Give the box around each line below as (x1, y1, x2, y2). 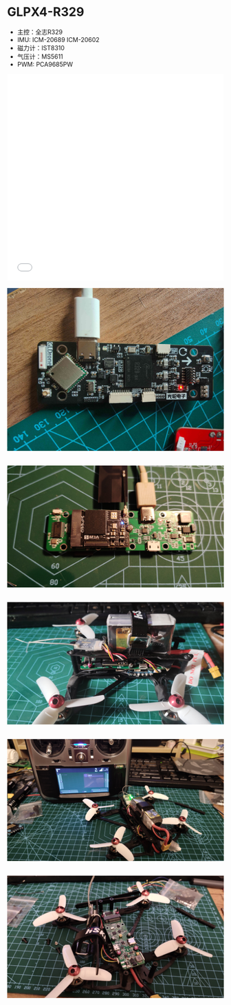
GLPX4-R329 (7, 4, 85, 20)
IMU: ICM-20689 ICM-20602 (16, 35, 100, 43)
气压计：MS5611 (16, 52, 63, 61)
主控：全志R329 (16, 28, 63, 36)
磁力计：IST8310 (16, 43, 65, 52)
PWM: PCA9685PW (16, 60, 74, 68)
